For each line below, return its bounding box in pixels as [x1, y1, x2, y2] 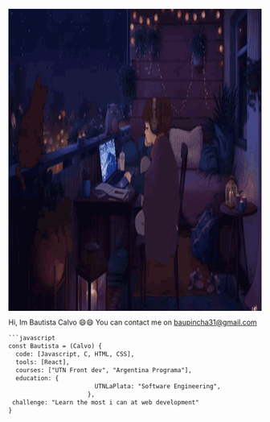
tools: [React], [15, 358, 70, 366]
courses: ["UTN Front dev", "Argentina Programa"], [15, 366, 193, 374]
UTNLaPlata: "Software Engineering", [94, 383, 221, 391]
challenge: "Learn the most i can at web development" [11, 399, 199, 407]
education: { [15, 374, 59, 383]
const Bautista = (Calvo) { [8, 342, 103, 350]
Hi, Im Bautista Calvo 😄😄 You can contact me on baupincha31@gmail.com [8, 317, 257, 327]
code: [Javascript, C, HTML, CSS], [15, 350, 135, 358]
